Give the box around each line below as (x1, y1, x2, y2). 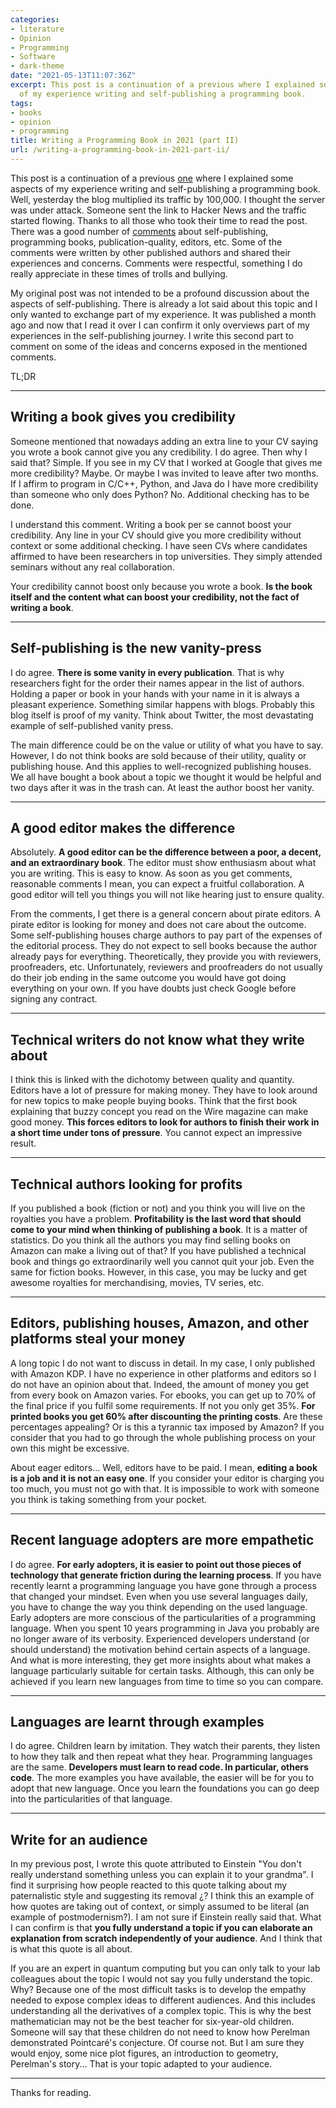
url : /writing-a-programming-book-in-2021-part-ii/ (10, 145, 230, 155)
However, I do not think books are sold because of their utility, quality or (10, 749, 307, 761)
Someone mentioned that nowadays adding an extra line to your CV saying (10, 435, 319, 447)
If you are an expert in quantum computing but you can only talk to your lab (10, 1962, 321, 1975)
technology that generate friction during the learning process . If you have (10, 1569, 322, 1581)
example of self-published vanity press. (10, 719, 174, 731)
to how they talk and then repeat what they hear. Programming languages (10, 1751, 313, 1763)
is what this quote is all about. (10, 1943, 133, 1955)
